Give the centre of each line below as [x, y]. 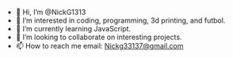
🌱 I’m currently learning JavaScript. [73, 29]
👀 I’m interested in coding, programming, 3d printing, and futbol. [120, 20]
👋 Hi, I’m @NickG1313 [51, 12]
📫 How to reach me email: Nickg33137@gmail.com [99, 46]
